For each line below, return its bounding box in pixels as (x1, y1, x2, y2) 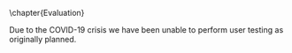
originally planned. (9, 34, 77, 44)
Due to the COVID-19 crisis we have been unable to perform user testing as (9, 25, 284, 34)
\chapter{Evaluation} (9, 8, 85, 18)
